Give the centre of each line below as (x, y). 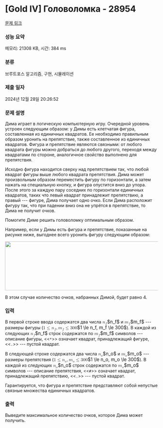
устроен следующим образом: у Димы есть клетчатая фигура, (70, 129)
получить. (15, 420)
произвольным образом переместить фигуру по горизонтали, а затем (78, 180)
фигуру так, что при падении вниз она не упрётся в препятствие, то (75, 206)
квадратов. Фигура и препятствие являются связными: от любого (73, 144)
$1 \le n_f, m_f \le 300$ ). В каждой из (116, 328)
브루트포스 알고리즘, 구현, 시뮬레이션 (39, 73)
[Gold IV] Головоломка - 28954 (71, 9)
